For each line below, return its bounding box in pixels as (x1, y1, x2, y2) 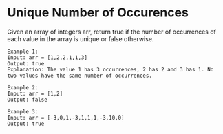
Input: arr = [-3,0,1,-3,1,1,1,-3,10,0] (7, 114, 125, 121)
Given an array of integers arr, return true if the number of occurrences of (7, 27, 217, 36)
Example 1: (7, 48, 39, 55)
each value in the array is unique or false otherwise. (7, 34, 154, 43)
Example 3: (7, 108, 39, 115)
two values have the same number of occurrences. (7, 72, 153, 79)
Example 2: (7, 84, 39, 91)
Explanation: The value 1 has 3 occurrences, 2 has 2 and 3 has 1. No (7, 66, 214, 73)
